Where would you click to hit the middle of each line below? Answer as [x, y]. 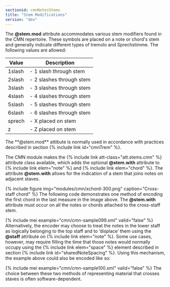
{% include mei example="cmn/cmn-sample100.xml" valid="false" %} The [83, 268]
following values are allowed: [36, 50]
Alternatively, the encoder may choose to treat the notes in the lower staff [83, 226]
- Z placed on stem [53, 129]
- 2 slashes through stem [60, 80]
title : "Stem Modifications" [36, 15]
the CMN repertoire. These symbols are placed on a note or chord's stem [82, 39]
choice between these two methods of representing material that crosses [82, 274]
